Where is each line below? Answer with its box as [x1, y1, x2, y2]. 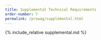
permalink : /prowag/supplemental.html [5, 16, 84, 21]
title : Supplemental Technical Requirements [5, 7, 97, 12]
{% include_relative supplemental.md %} [5, 30, 87, 36]
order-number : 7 [5, 12, 38, 17]
